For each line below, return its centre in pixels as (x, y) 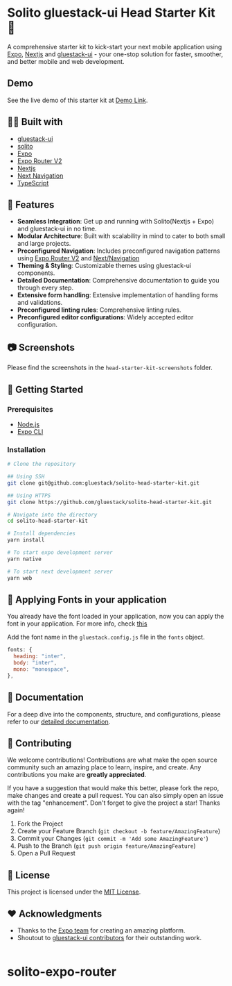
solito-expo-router (62, 972)
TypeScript (33, 183)
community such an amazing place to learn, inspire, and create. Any (104, 767)
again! (16, 810)
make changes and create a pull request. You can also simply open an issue (115, 796)
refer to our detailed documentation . (59, 721)
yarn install (26, 540)
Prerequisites (30, 409)
